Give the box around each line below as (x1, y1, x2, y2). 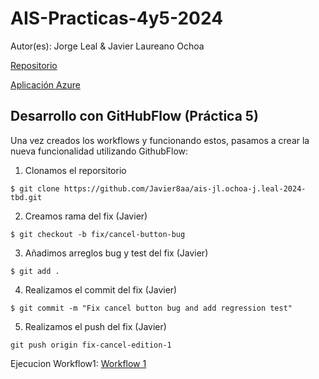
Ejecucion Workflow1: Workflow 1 (10, 357, 147, 369)
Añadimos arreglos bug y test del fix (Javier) (24, 247, 209, 259)
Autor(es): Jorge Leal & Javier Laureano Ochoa (10, 40, 205, 52)
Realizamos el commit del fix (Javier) (24, 283, 178, 296)
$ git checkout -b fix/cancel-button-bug (10, 229, 186, 239)
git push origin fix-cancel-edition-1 (10, 340, 172, 350)
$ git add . (10, 266, 60, 276)
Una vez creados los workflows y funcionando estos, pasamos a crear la (10, 134, 310, 146)
